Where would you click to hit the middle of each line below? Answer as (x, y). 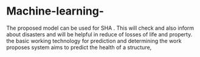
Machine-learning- (55, 11)
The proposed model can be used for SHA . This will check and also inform (100, 28)
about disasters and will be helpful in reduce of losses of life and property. (99, 34)
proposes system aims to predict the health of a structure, (79, 47)
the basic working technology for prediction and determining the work (94, 41)
